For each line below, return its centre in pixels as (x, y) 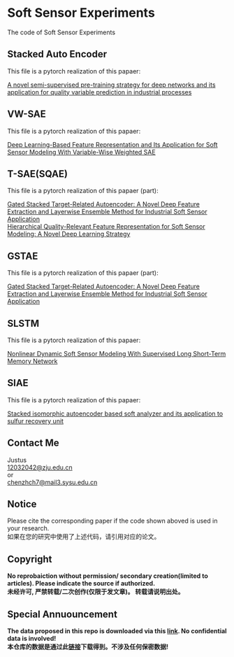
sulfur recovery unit (36, 421)
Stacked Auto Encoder (57, 54)
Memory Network (32, 361)
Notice (22, 504)
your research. (28, 528)
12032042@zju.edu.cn (40, 467)
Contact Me (33, 443)
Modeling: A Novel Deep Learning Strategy (69, 234)
